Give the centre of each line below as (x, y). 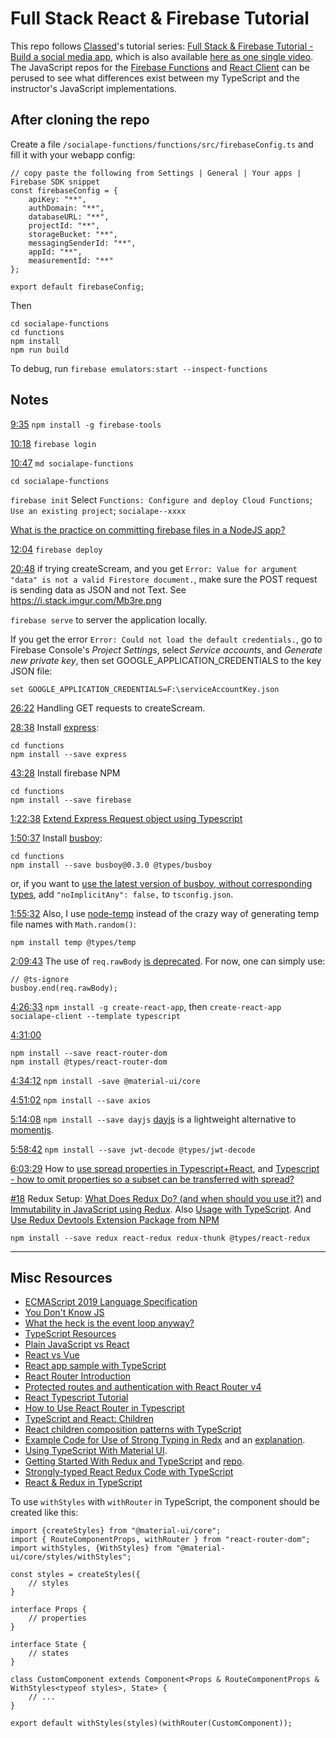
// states (49, 1653)
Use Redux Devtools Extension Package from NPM (115, 1219)
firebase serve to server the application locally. (109, 619)
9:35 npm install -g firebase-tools (86, 424)
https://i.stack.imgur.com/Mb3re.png (86, 600)
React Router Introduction (78, 1376)
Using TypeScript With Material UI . (96, 1451)
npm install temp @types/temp (73, 942)
